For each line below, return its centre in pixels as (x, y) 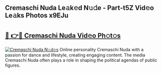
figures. (13, 65)
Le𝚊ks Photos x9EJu (37, 16)
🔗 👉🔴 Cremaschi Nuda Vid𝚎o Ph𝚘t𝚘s (63, 36)
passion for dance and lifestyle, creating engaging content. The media (75, 55)
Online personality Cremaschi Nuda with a (102, 50)
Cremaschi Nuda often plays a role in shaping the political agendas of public (81, 60)
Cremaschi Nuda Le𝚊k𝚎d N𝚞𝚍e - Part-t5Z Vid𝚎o (80, 8)
